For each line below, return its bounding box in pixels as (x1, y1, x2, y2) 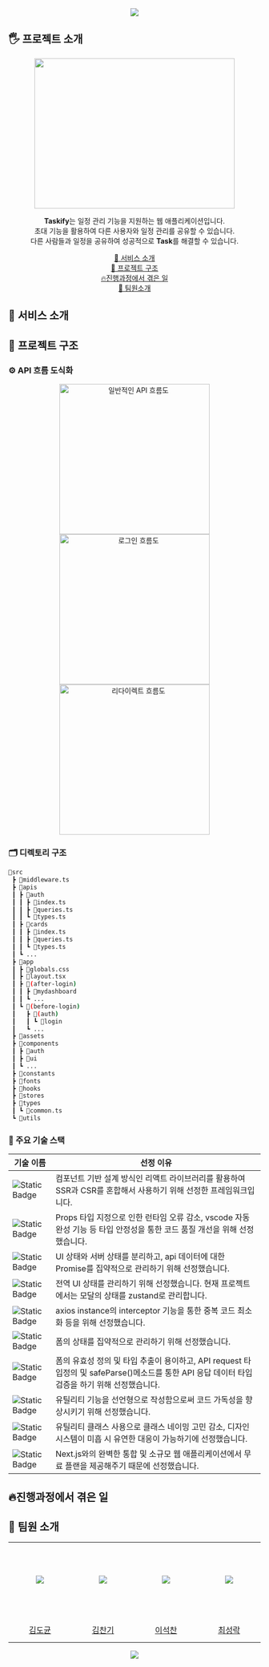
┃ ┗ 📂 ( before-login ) (11, 1002, 81, 1011)
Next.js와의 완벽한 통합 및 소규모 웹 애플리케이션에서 (55, 1448, 243, 1459)
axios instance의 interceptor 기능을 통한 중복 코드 (55, 1306, 236, 1317)
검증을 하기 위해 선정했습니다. (55, 1379, 160, 1391)
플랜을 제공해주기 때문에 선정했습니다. (65, 1460, 199, 1471)
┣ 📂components (11, 1039, 59, 1048)
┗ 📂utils (11, 1114, 42, 1123)
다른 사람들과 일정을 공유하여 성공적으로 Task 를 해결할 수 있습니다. (30, 236, 239, 245)
